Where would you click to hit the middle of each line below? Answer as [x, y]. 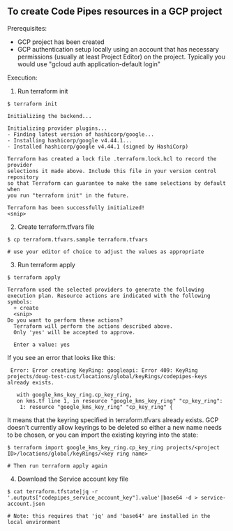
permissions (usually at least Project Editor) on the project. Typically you [121, 57]
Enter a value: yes [42, 345]
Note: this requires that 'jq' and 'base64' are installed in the [112, 516]
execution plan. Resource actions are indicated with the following [109, 296]
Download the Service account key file [73, 479]
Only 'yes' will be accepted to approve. [75, 332]
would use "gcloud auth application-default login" [89, 64]
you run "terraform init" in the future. [68, 195]
